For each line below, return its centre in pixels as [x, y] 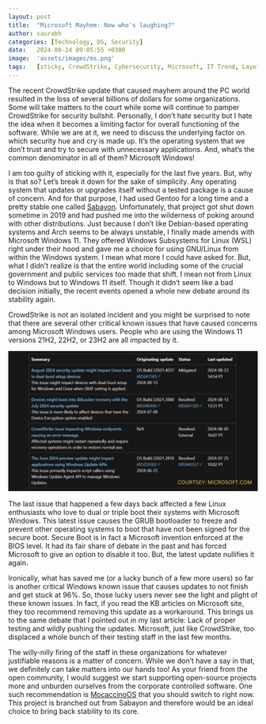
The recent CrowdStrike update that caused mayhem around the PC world [129, 90]
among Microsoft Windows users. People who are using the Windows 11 [125, 331]
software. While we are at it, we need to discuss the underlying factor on [127, 132]
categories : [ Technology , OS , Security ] [76, 42]
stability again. [32, 299]
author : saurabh [35, 33]
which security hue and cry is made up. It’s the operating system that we [127, 141]
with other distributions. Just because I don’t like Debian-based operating [128, 223]
